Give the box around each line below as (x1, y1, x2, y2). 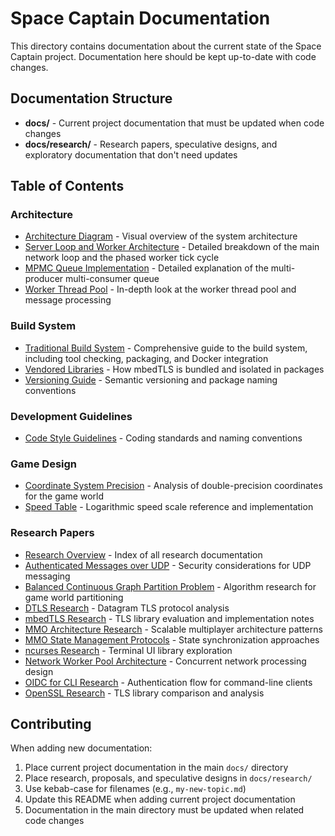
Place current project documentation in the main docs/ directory (24, 762, 289, 774)
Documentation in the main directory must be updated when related (24, 804, 305, 816)
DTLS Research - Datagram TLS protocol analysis (24, 602, 230, 614)
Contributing (10, 716, 92, 733)
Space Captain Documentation (10, 7, 271, 30)
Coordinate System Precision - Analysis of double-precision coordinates (24, 480, 323, 492)
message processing (24, 294, 112, 306)
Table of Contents (10, 178, 125, 195)
